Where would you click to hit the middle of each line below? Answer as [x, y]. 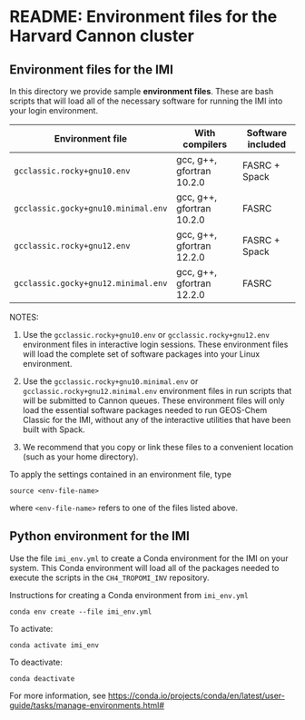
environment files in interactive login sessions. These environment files [155, 344]
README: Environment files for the [143, 17]
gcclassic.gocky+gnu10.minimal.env [91, 208]
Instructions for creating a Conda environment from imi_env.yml [129, 595]
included [267, 144]
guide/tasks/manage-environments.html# [87, 705]
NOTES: [24, 317]
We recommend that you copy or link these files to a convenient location [158, 447]
